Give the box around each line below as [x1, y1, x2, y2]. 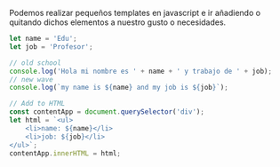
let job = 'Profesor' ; [9, 42, 93, 52]
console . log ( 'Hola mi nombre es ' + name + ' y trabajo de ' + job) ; [9, 67, 273, 76]
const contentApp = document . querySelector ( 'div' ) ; [9, 107, 204, 116]
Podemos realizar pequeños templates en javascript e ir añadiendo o [9, 8, 260, 18]
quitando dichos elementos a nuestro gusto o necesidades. [9, 17, 227, 28]
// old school [9, 58, 62, 68]
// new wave [9, 75, 53, 83]
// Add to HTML [9, 99, 66, 108]
